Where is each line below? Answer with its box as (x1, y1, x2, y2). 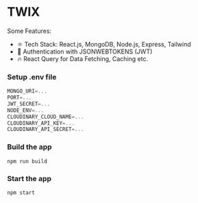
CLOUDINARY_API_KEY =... (7, 119, 75, 127)
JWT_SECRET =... (7, 100, 51, 107)
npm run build (7, 158, 48, 165)
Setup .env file (7, 72, 57, 82)
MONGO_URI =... (7, 88, 48, 95)
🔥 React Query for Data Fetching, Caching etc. (16, 54, 149, 62)
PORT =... (7, 94, 32, 101)
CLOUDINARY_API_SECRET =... (7, 126, 84, 133)
